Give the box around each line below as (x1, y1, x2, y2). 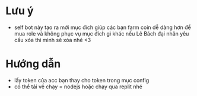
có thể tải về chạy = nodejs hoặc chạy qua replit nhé (14, 83, 143, 90)
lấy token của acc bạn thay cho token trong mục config (14, 76, 150, 84)
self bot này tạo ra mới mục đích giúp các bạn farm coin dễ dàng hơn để (14, 24, 191, 31)
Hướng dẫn (5, 57, 61, 71)
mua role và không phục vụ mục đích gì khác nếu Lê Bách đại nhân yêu (14, 30, 189, 37)
